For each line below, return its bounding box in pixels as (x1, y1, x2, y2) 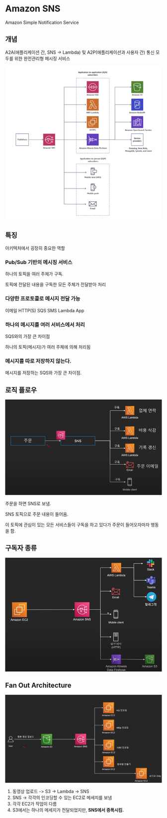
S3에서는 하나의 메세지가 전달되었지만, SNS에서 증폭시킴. (12, 807, 124, 813)
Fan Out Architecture (5, 681, 72, 690)
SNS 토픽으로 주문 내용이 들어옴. (5, 511, 69, 517)
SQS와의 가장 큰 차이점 (5, 334, 50, 340)
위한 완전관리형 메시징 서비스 (14, 55, 71, 61)
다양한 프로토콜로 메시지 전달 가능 (5, 295, 81, 302)
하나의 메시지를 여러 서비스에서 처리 (5, 321, 85, 328)
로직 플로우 (5, 386, 37, 394)
